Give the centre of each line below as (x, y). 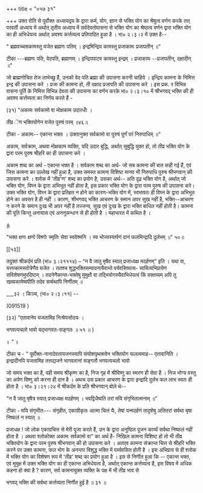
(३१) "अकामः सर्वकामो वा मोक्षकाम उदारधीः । (49, 110)
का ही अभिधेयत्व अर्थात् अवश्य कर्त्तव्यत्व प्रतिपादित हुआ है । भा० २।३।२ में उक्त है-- (87, 34)
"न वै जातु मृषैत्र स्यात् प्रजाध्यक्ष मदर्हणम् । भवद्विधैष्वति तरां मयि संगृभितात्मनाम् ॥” (82, 398)
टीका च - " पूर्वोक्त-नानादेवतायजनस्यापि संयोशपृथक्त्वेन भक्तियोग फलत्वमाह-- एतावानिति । (92, 354)
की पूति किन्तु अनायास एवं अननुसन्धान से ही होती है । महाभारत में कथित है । (79, 213)
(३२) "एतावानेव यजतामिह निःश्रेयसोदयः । (45, 318)
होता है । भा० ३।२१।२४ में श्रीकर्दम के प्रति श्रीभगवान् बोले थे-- (66, 386)
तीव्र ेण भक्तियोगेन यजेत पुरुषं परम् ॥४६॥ (47, 122)
